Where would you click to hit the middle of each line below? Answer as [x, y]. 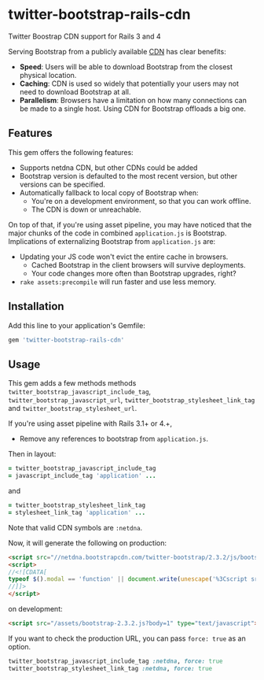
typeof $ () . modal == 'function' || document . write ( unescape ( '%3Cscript [128, 579]
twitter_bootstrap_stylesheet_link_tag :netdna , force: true [110, 668]
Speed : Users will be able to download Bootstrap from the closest [126, 67]
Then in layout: [32, 454]
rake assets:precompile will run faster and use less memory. [118, 282]
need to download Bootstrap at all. [75, 91]
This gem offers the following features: [71, 152]
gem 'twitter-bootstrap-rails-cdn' [66, 340]
